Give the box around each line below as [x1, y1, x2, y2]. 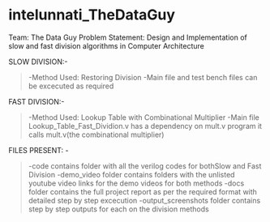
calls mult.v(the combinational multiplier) [28, 130, 165, 139]
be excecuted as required [28, 81, 114, 91]
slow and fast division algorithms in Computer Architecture [8, 41, 204, 50]
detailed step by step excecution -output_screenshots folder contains [28, 195, 261, 205]
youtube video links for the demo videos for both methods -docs [28, 178, 245, 188]
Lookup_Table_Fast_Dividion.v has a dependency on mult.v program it [28, 121, 262, 130]
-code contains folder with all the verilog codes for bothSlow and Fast [28, 160, 262, 171]
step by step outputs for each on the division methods [28, 204, 209, 214]
